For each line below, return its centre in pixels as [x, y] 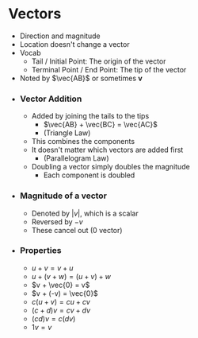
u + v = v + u [52, 268]
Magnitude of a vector [63, 196]
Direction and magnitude [60, 36]
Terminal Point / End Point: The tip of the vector [109, 69]
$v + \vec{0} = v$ [61, 285]
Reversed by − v [57, 221]
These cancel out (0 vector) [77, 230]
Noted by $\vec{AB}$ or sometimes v [81, 78]
